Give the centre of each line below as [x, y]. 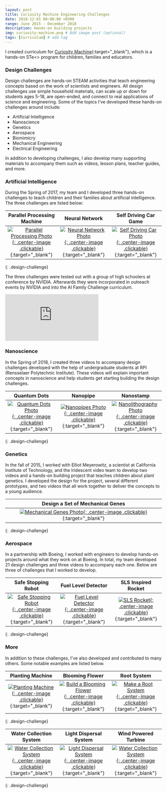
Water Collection [31, 733]
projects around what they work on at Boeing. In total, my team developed [81, 560]
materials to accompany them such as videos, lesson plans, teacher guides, [83, 164]
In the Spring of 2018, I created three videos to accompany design [73, 362]
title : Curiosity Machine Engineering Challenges [58, 14]
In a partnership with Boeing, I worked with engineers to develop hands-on [82, 554]
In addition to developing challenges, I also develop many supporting [76, 158]
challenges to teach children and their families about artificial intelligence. [81, 198]
